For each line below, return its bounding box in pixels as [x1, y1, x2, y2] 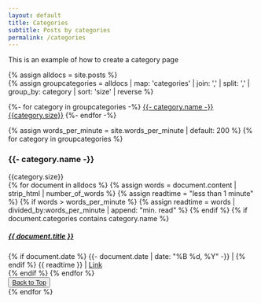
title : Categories [8, 19, 68, 27]
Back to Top [12, 278, 47, 286]
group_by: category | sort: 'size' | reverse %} [8, 87, 154, 97]
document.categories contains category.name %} [8, 213, 170, 223]
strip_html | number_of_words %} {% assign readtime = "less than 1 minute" [8, 188, 254, 198]
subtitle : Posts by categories [8, 26, 111, 34]
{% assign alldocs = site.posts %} [8, 70, 118, 79]
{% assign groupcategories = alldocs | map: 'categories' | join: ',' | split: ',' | [8, 79, 250, 88]
